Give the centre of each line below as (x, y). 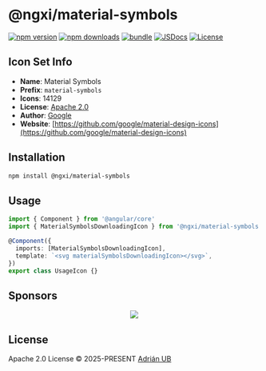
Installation (37, 158)
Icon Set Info (40, 62)
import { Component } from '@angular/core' (82, 219)
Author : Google (46, 115)
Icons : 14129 (41, 98)
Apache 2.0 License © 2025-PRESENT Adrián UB (90, 359)
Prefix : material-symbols (61, 90)
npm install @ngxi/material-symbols (69, 176)
